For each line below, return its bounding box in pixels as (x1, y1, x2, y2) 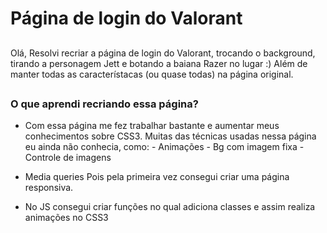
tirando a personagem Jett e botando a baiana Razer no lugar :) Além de (10, 57, 308, 69)
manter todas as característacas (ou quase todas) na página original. (10, 68, 294, 80)
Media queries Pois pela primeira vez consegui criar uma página (24, 171, 290, 183)
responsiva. (24, 182, 74, 194)
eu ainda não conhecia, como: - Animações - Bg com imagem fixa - (24, 141, 305, 153)
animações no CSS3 (24, 212, 109, 224)
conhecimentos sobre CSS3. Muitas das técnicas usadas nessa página (24, 130, 317, 142)
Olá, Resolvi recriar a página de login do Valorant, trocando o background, (10, 47, 316, 59)
